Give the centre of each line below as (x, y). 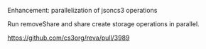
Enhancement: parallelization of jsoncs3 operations (82, 10)
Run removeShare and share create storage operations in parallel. (104, 24)
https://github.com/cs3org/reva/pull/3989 (69, 38)
